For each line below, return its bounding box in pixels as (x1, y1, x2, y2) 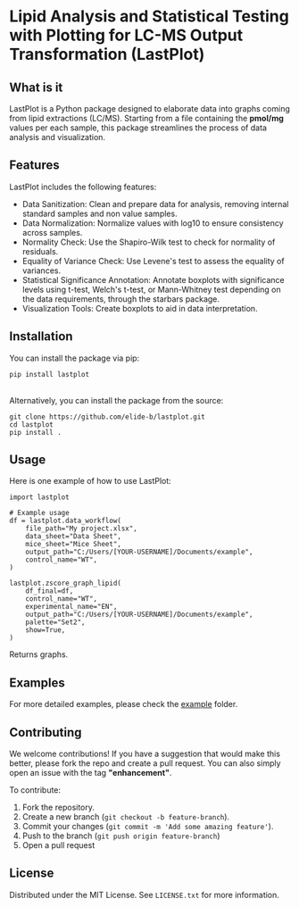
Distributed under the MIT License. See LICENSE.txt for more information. (9, 889, 279, 900)
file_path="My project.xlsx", (25, 524, 138, 533)
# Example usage (9, 509, 70, 518)
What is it (9, 79, 63, 95)
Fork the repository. (21, 802, 96, 813)
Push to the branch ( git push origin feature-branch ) (21, 830, 220, 841)
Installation (9, 329, 73, 345)
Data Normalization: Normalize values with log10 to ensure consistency (21, 217, 284, 229)
